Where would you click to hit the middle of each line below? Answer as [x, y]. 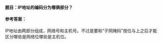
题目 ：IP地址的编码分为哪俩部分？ [39, 7]
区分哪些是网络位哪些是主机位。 [37, 36]
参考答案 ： [16, 19]
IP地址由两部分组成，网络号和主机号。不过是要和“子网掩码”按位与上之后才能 [81, 31]
